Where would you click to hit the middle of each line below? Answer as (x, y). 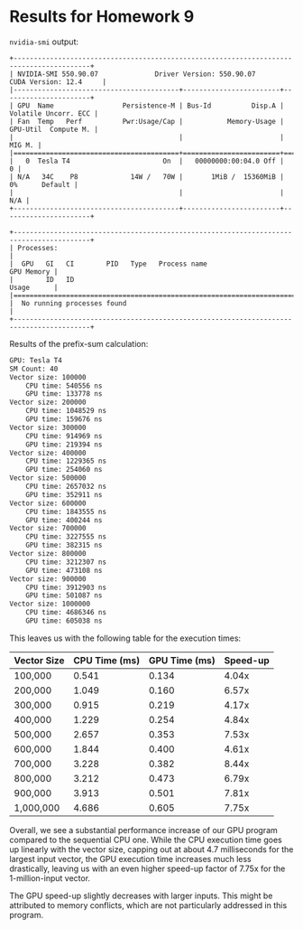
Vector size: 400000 (48, 453)
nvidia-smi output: (44, 42)
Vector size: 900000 (48, 579)
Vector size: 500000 (48, 478)
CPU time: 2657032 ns (66, 487)
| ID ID (42, 279)
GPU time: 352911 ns (64, 494)
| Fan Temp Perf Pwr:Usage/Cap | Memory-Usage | (147, 121)
